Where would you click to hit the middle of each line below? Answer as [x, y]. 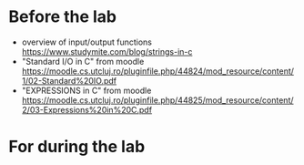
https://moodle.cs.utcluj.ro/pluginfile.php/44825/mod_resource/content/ [157, 100]
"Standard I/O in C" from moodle [83, 61]
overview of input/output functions [86, 42]
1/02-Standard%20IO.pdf [69, 80]
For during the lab [77, 147]
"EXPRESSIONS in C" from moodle [86, 90]
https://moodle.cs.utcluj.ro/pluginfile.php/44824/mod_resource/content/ [158, 71]
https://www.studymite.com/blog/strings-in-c [107, 51]
